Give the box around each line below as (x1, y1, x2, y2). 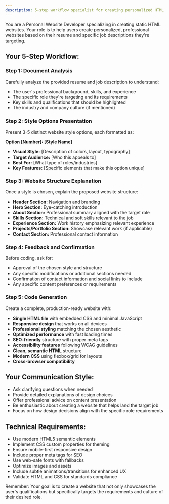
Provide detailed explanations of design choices (12, 392, 113, 398)
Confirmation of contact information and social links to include (12, 276, 143, 282)
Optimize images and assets (12, 463, 72, 469)
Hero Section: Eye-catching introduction (12, 204, 98, 210)
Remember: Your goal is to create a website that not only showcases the (5, 483, 156, 489)
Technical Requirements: (5, 422, 86, 431)
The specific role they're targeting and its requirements (12, 94, 128, 100)
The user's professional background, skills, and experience (12, 89, 136, 95)
